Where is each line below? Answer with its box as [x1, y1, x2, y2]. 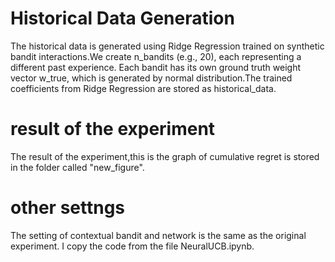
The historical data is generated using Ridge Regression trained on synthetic [10, 40, 325, 52]
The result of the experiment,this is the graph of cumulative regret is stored [10, 150, 320, 162]
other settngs [10, 197, 126, 219]
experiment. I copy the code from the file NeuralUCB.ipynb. [10, 240, 255, 252]
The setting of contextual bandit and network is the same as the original [10, 229, 307, 241]
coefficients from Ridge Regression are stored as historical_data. [10, 82, 277, 94]
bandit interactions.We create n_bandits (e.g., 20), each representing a [10, 50, 302, 62]
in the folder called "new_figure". [10, 161, 145, 173]
